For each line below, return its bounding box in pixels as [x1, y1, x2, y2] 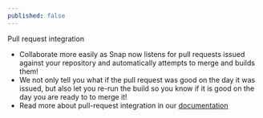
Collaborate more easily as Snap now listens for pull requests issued [18, 49, 245, 59]
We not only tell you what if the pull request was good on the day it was [18, 75, 256, 84]
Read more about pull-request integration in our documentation [18, 100, 229, 110]
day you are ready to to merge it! [18, 92, 127, 101]
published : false [7, 11, 66, 20]
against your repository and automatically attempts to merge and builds [18, 58, 256, 67]
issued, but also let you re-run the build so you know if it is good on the [18, 83, 255, 93]
